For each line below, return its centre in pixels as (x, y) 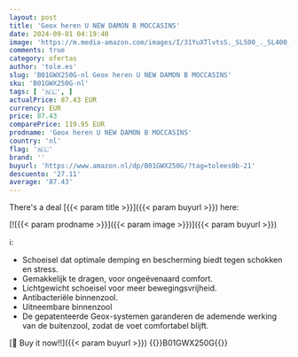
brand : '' (27, 157)
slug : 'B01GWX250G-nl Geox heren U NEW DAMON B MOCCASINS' (121, 75)
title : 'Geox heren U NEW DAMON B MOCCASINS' (94, 26)
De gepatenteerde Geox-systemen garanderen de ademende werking (149, 316)
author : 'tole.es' (43, 67)
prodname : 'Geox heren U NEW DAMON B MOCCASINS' (101, 133)
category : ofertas (43, 58)
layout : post (33, 17)
